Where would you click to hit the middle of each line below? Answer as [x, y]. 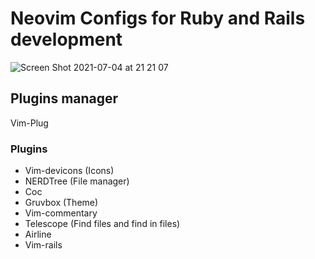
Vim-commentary [61, 213]
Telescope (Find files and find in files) [102, 224]
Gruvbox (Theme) [61, 203]
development [66, 39]
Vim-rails [43, 245]
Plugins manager [64, 98]
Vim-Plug [29, 123]
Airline [38, 234]
